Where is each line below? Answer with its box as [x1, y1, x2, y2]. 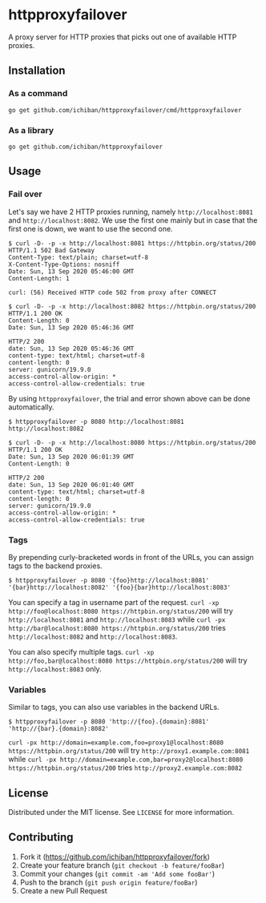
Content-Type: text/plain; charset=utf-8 [8, 253, 149, 261]
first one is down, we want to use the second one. [8, 224, 174, 233]
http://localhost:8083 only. [8, 663, 102, 674]
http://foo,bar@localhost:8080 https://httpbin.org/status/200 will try [8, 655, 248, 665]
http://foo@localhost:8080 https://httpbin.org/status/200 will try [8, 606, 234, 615]
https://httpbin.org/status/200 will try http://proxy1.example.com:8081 [8, 746, 250, 756]
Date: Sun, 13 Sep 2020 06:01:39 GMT [8, 453, 135, 461]
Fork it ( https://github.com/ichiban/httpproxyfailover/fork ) [19, 852, 211, 861]
